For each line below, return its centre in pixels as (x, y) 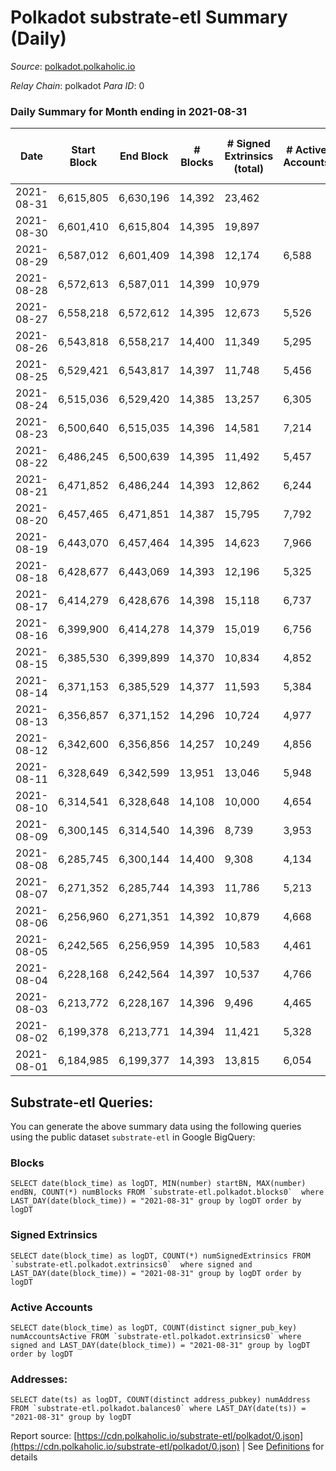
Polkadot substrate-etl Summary (149, 17)
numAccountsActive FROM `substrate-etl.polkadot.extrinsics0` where (156, 1336)
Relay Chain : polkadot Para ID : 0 (77, 85)
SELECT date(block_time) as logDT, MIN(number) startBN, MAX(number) (158, 1184)
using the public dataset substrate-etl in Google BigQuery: (133, 1137)
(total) (249, 169)
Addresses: (39, 1379)
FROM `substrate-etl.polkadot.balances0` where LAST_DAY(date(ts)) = (158, 1409)
